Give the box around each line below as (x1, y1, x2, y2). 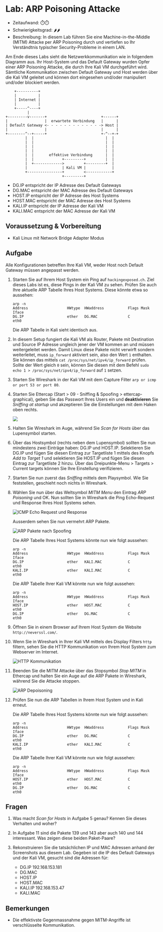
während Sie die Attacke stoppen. (12, 678, 81, 684)
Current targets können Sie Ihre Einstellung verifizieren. (12, 465, 124, 471)
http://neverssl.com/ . (12, 629, 58, 635)
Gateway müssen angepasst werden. (5, 267, 80, 273)
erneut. (12, 702, 27, 708)
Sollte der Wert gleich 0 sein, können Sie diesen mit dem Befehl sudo (12, 362, 149, 368)
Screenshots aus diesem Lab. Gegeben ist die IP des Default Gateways (12, 850, 155, 856)
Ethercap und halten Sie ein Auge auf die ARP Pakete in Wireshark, (12, 673, 147, 679)
